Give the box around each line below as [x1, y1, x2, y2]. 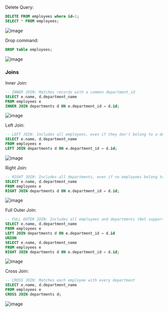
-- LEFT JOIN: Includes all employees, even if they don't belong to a [5, 132, 157, 137]
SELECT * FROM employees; [5, 19, 59, 24]
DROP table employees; [5, 47, 52, 52]
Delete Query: [5, 5, 34, 10]
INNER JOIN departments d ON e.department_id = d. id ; [5, 104, 120, 109]
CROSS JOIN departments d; [5, 292, 61, 297]
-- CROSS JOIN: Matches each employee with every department [5, 278, 135, 283]
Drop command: [5, 37, 38, 43]
